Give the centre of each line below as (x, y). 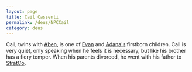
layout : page (22, 11)
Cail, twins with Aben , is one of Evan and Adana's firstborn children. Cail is (96, 44)
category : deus (25, 28)
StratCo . (16, 63)
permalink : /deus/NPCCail (37, 22)
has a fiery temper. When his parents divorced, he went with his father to (94, 57)
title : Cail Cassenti (32, 17)
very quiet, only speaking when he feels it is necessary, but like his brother (96, 51)
